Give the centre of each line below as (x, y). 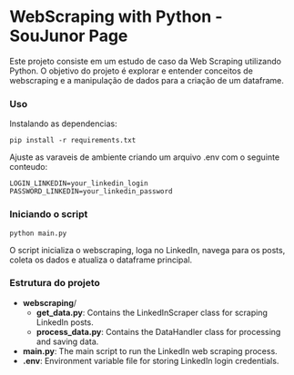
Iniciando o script (49, 214)
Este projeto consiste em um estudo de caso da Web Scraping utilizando (146, 61)
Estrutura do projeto (55, 283)
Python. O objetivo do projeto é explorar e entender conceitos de (131, 71)
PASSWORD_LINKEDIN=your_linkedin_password (91, 192)
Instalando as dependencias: (63, 123)
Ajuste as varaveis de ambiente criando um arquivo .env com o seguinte (145, 157)
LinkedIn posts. (65, 322)
